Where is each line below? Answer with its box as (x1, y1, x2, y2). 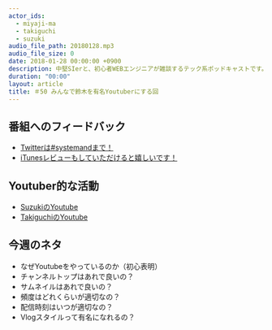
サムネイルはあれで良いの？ (19, 281, 114, 291)
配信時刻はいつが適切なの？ (19, 302, 114, 311)
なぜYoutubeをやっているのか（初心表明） (19, 261, 162, 271)
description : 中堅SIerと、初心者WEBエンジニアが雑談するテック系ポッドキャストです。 (8, 65, 268, 73)
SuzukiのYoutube (19, 202, 79, 211)
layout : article (8, 80, 63, 88)
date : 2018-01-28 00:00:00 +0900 (8, 58, 122, 66)
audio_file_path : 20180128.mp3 (8, 42, 114, 50)
